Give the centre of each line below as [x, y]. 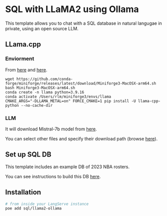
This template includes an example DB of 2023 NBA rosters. [67, 167]
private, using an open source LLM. [42, 28]
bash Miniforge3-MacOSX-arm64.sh [40, 88]
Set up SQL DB [28, 155]
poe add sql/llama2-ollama [33, 208]
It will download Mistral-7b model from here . [51, 129]
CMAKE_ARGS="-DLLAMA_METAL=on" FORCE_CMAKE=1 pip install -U [71, 101]
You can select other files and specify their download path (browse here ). [81, 138]
